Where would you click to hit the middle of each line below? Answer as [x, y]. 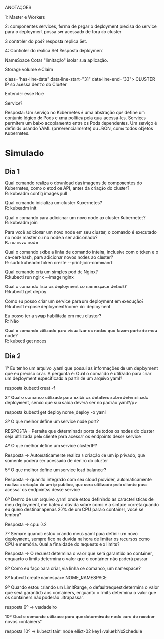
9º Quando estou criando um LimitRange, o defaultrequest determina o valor [82, 587]
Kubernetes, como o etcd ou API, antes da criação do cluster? [67, 188]
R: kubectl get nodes [26, 341]
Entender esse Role [25, 94]
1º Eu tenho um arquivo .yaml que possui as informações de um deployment [82, 368]
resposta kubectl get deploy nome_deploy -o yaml [56, 412]
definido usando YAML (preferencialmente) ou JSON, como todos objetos [79, 128]
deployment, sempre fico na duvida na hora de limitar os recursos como [78, 539]
